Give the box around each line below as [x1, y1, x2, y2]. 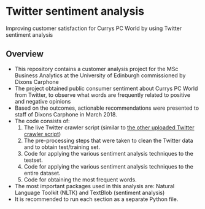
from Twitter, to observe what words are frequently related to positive [14, 91, 191, 99]
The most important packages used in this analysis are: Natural [14, 182, 175, 189]
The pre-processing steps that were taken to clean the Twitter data [23, 137, 194, 144]
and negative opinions [14, 97, 71, 105]
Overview [6, 49, 44, 59]
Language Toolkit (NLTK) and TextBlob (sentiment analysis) [14, 189, 165, 196]
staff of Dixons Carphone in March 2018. [14, 110, 117, 118]
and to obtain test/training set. [23, 143, 101, 151]
